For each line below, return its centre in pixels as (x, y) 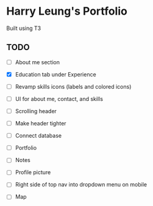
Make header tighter (41, 123)
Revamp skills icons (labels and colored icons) (73, 86)
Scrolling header (36, 111)
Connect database (38, 136)
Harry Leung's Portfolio (67, 11)
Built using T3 (24, 28)
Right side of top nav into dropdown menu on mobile (81, 185)
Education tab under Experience (55, 74)
